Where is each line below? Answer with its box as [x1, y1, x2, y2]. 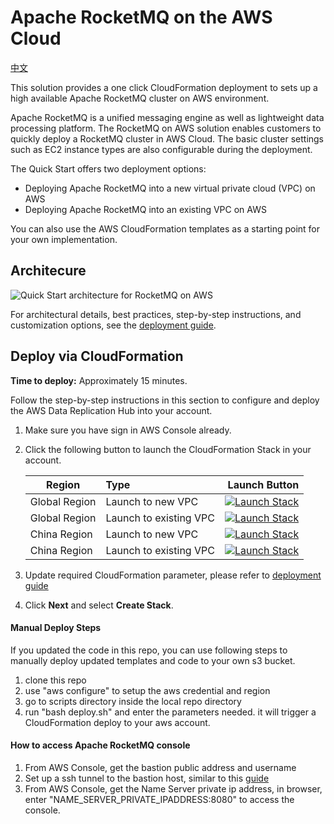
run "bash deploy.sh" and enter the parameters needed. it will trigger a [24, 706, 317, 718]
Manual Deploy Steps [10, 622, 102, 634]
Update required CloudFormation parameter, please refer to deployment [24, 569, 322, 581]
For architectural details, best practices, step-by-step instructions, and [10, 308, 302, 320]
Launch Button [227, 477, 300, 491]
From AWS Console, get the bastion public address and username [24, 761, 297, 773]
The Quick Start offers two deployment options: [10, 162, 207, 175]
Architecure [10, 262, 87, 280]
